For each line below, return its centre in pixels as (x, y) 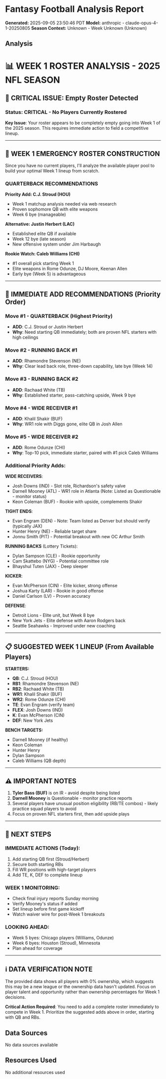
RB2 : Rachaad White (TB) (38, 689)
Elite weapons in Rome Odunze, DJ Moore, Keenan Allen (70, 269)
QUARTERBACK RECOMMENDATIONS (52, 183)
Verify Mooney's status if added (45, 904)
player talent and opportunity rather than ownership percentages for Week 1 (82, 992)
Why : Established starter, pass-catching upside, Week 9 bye (74, 395)
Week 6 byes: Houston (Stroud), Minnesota (56, 943)
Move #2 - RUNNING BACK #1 (41, 350)
